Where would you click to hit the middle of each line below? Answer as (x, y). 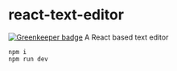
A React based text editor (126, 37)
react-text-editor (66, 15)
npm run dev (28, 59)
